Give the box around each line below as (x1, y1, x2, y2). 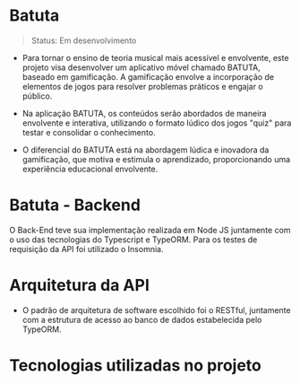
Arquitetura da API (9, 275, 150, 296)
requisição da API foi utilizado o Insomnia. (9, 243, 164, 254)
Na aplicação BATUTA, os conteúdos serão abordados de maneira (21, 108, 267, 118)
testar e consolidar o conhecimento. (21, 127, 156, 137)
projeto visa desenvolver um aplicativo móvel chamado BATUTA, (21, 62, 261, 73)
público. (21, 91, 53, 101)
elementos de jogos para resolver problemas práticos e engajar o (21, 81, 263, 92)
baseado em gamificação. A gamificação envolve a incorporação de (21, 71, 275, 82)
